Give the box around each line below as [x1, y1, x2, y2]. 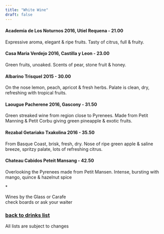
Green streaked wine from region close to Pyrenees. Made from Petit [5, 112, 148, 119]
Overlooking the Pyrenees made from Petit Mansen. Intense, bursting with [5, 168, 159, 174]
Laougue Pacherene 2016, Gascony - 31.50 [5, 101, 97, 107]
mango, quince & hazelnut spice [5, 174, 72, 180]
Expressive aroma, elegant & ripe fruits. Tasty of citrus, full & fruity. [5, 39, 145, 45]
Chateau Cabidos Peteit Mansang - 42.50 [5, 157, 94, 164]
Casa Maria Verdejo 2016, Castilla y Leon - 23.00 [5, 50, 110, 56]
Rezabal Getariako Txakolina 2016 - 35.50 [5, 129, 95, 135]
